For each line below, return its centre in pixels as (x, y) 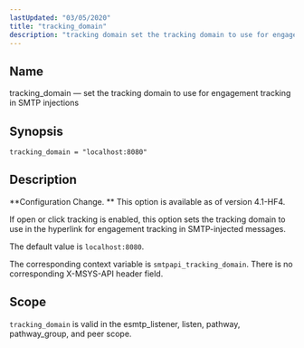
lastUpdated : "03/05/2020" (60, 18)
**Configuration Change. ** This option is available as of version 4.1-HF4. (147, 201)
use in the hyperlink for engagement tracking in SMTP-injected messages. (148, 228)
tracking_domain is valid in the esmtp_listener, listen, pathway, (125, 324)
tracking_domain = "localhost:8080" (78, 152)
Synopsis (36, 131)
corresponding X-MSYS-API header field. (86, 274)
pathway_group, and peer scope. (71, 333)
